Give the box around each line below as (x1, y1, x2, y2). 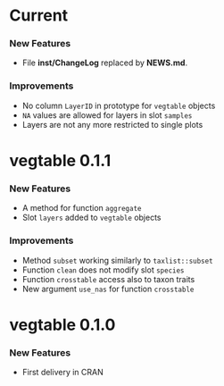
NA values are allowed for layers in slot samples (21, 109, 193, 121)
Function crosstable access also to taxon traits (21, 273, 195, 284)
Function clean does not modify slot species (21, 264, 185, 275)
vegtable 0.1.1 (9, 150, 112, 171)
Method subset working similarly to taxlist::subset (21, 255, 213, 265)
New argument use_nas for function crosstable (21, 283, 195, 294)
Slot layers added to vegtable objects (21, 212, 162, 223)
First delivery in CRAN (21, 367, 104, 378)
